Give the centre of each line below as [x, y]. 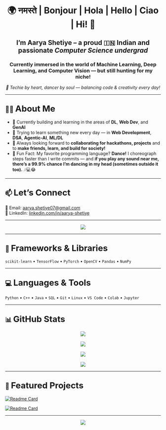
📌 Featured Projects [44, 386]
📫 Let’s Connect [38, 193]
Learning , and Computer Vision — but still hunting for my [83, 71]
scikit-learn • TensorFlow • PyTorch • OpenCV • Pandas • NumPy [68, 261]
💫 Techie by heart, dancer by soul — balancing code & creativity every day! [83, 87]
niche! [83, 77]
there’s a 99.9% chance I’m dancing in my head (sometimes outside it [85, 164]
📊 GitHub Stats [35, 319]
